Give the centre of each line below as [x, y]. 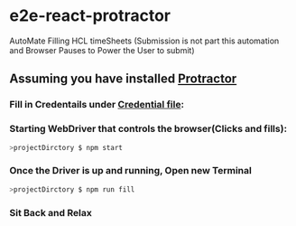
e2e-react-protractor [90, 16]
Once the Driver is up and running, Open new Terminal [131, 171]
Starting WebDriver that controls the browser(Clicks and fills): [148, 129]
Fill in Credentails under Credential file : [97, 105]
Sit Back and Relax [51, 212]
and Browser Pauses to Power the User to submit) [102, 50]
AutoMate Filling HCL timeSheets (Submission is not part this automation [144, 41]
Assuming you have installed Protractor [123, 79]
